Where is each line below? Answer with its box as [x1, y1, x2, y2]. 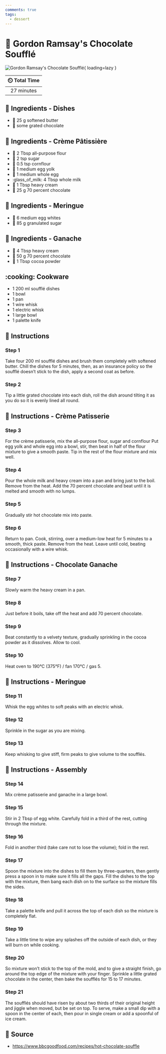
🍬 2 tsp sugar [12, 155, 40, 162]
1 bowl [12, 291, 26, 297]
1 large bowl [12, 312, 37, 318]
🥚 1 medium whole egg [12, 171, 59, 177]
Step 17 [5, 857, 23, 864]
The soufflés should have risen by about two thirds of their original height [5, 1000, 155, 1006]
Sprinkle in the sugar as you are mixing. [5, 728, 86, 733]
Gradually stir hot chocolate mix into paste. [5, 512, 93, 518]
